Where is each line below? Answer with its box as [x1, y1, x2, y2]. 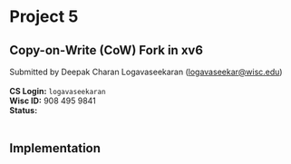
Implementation [9, 140, 102, 156]
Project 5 [9, 6, 79, 27]
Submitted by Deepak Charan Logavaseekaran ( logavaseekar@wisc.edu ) [9, 66, 283, 77]
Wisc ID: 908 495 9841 [9, 95, 97, 106]
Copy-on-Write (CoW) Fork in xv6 [9, 43, 204, 58]
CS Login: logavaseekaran [9, 86, 106, 96]
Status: [9, 105, 38, 115]
